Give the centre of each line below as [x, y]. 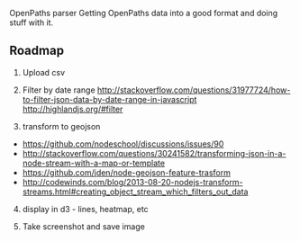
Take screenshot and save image [84, 226]
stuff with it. [32, 22]
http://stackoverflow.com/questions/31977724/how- [194, 90]
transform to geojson [61, 126]
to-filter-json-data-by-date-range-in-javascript [109, 99]
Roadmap [37, 51]
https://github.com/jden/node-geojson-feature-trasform [127, 172]
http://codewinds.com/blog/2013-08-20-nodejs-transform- [132, 182]
